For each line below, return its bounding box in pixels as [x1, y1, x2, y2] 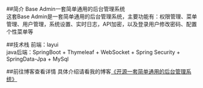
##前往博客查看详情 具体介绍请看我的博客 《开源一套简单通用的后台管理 [6, 68, 186, 75]
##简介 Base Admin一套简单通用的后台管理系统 [6, 5, 125, 12]
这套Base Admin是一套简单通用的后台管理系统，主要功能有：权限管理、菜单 [6, 13, 197, 20]
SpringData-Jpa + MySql [6, 55, 69, 63]
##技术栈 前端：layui [6, 41, 59, 48]
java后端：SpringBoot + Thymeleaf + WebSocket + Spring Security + [6, 49, 180, 56]
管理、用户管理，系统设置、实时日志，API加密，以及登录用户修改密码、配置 [6, 21, 197, 27]
